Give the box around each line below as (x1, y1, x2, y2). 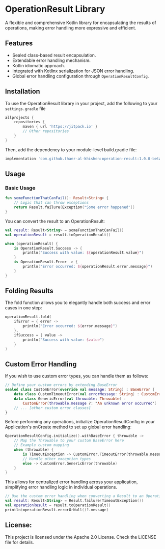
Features (5, 39, 33, 48)
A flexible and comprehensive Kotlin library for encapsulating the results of (5, 20, 156, 26)
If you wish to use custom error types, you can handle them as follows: (5, 373, 149, 379)
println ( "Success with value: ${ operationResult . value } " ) (23, 250, 144, 255)
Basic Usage (5, 185, 36, 191)
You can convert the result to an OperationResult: (5, 218, 105, 224)
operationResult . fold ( (5, 314, 52, 320)
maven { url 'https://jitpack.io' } (23, 124, 98, 129)
